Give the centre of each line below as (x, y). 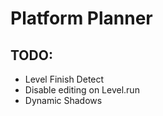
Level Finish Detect (64, 79)
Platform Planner (81, 18)
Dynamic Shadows (63, 100)
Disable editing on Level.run (82, 90)
